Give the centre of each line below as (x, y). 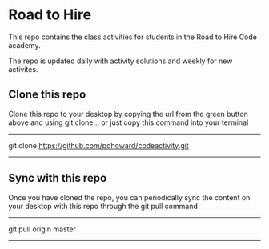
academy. (24, 45)
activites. (23, 69)
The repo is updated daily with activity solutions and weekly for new (120, 61)
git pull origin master (42, 229)
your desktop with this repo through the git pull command (103, 206)
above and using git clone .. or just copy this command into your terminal (128, 122)
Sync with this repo (58, 178)
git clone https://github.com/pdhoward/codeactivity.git (99, 145)
